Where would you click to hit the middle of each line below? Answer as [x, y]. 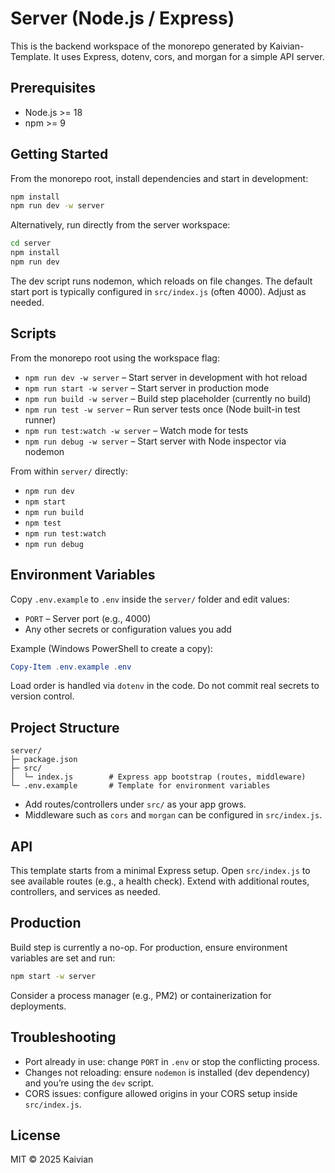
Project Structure [65, 727]
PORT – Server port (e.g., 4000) [88, 618]
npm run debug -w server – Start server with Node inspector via [155, 441]
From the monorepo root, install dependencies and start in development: [159, 178]
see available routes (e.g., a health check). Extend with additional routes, [160, 881]
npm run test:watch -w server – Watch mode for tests [136, 430]
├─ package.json [44, 760]
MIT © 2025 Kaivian [52, 1159]
